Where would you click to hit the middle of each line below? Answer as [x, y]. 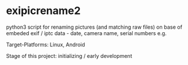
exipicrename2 [43, 11]
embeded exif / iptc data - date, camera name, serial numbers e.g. [86, 33]
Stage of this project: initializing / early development [69, 56]
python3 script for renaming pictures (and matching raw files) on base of [94, 27]
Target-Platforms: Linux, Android [46, 45]
